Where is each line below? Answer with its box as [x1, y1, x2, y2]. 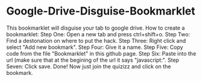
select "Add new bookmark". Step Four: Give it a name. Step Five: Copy [6, 44, 183, 51]
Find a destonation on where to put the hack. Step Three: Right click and [6, 37, 186, 44]
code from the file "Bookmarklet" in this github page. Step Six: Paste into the [6, 50, 197, 57]
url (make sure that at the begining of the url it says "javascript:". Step [6, 56, 180, 63]
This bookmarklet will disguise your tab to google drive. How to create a [6, 24, 185, 31]
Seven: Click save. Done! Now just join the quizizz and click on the [6, 62, 171, 70]
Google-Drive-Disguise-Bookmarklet [6, 4, 195, 18]
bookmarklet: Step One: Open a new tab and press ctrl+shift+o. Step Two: [6, 30, 191, 37]
